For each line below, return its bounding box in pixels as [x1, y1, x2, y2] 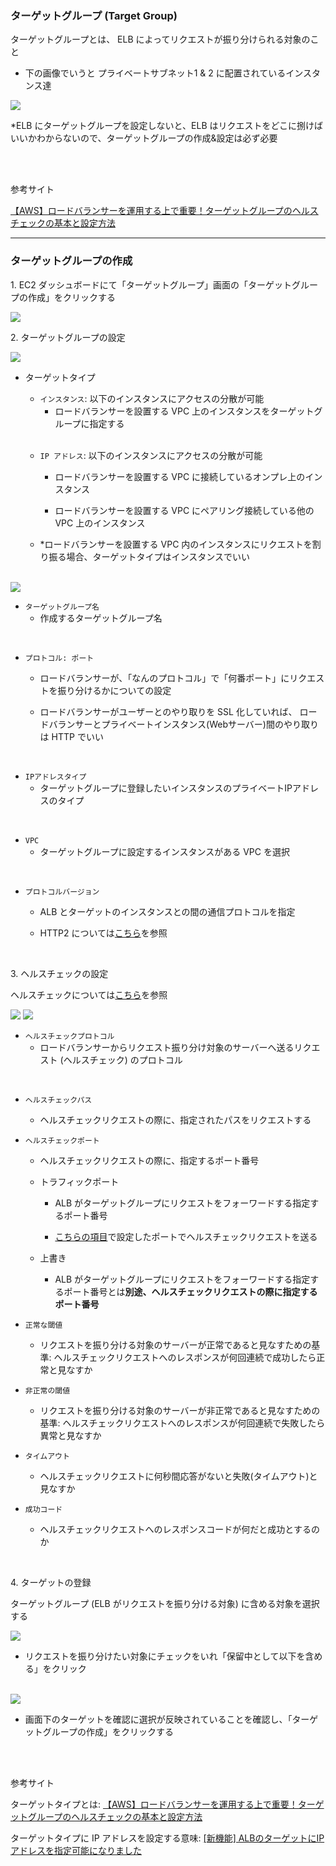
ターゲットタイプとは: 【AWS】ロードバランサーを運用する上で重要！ [10, 1798, 298, 1810]
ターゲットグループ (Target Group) [10, 8, 178, 22]
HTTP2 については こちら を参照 [39, 927, 168, 939]
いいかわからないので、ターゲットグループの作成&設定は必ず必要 [10, 132, 278, 144]
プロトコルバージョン [24, 887, 100, 897]
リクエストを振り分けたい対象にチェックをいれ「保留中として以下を [24, 1650, 306, 1662]
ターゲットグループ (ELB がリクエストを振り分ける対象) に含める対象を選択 [10, 1597, 320, 1609]
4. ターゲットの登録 [10, 1576, 92, 1588]
